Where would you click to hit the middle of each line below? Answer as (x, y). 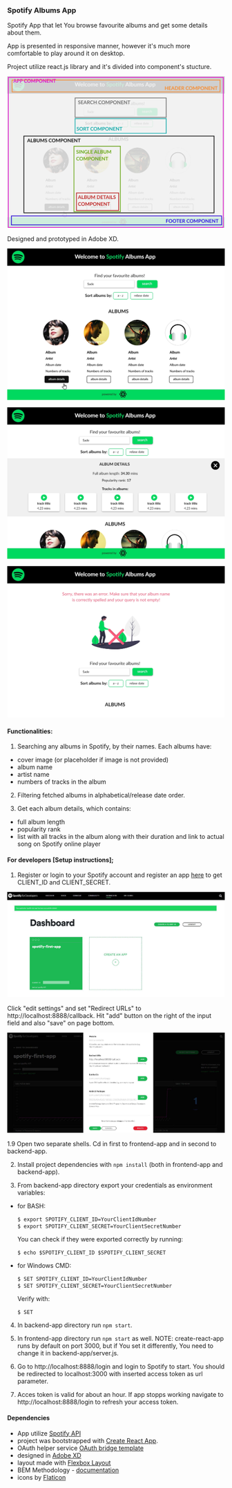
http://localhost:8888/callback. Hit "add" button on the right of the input (109, 1016)
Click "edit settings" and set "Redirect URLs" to (74, 1008)
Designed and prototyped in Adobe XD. (63, 239)
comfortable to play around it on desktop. (66, 53)
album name (35, 767)
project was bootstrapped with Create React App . (88, 1440)
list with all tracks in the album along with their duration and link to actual (120, 837)
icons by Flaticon (41, 1477)
